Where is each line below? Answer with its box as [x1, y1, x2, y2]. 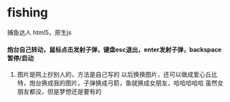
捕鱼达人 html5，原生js [7, 28, 72, 36]
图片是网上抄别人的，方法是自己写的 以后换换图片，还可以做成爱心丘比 [16, 71, 218, 79]
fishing [7, 5, 48, 21]
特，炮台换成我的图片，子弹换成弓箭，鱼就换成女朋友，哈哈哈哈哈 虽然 [16, 79, 218, 87]
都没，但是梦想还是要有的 [29, 88, 102, 96]
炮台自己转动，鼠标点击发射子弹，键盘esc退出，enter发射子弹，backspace [7, 45, 222, 53]
